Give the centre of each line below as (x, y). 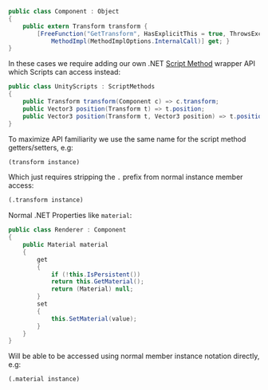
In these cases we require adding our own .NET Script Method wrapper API (132, 64)
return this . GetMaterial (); (98, 282)
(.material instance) (44, 379)
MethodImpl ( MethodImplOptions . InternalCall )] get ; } (140, 41)
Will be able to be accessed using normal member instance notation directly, (134, 356)
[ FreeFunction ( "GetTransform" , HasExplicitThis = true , (132, 33)
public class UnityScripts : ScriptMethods (82, 87)
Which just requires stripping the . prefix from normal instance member (126, 177)
